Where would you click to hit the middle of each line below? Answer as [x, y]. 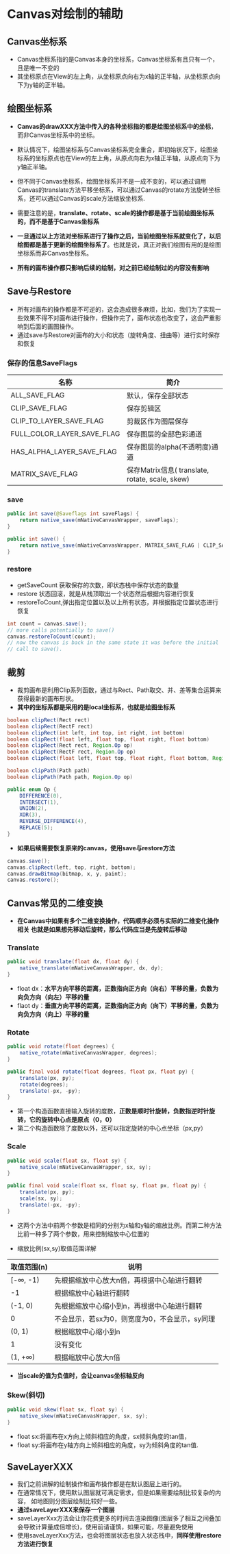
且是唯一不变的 [38, 68]
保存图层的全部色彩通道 [164, 434]
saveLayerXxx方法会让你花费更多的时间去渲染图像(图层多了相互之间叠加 [119, 1518]
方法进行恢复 [35, 1544]
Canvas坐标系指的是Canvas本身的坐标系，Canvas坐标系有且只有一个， [118, 59]
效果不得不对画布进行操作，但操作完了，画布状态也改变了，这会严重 [119, 318]
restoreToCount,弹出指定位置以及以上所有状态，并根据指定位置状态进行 [118, 602]
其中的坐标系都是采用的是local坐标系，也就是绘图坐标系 [96, 707]
